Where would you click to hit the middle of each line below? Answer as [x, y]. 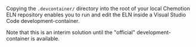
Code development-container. [43, 21]
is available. [45, 38]
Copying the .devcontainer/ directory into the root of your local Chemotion [98, 9]
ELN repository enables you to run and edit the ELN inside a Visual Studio [96, 15]
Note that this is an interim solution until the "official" [71, 32]
